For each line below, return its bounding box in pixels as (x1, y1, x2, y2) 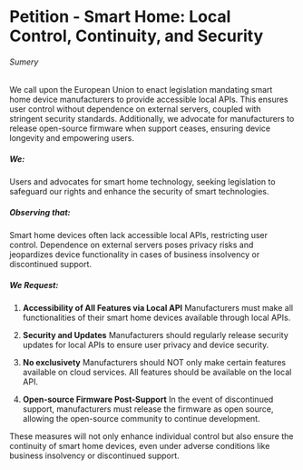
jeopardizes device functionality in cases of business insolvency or (9, 249, 260, 260)
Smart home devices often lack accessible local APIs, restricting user (9, 230, 269, 241)
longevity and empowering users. (9, 133, 134, 144)
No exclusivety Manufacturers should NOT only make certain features (22, 357, 287, 368)
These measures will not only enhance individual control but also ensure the (9, 431, 294, 442)
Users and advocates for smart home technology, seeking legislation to (9, 176, 276, 187)
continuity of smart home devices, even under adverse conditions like (9, 441, 270, 452)
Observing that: (9, 206, 71, 217)
